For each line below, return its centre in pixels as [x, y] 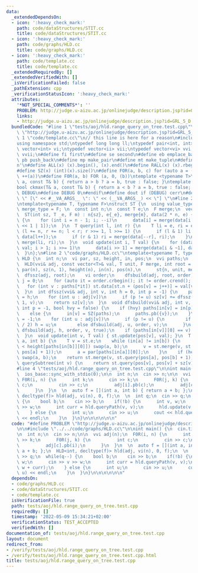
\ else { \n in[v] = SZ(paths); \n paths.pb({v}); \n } [104, 314]
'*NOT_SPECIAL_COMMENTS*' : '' [54, 105]
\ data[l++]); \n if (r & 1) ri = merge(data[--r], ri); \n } [103, 237]
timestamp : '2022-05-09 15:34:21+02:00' [62, 517]
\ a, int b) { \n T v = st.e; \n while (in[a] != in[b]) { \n [99, 341]
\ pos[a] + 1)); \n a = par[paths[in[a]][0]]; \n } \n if [100, 352]
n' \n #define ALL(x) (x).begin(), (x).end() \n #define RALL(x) [93, 165]
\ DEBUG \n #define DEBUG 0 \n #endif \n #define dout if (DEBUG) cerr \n [101, 193]
